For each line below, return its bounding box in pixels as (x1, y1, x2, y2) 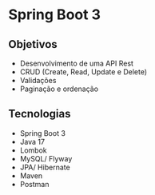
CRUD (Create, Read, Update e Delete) (19, 67, 148, 77)
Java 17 (19, 137, 46, 146)
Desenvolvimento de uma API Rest (19, 58, 134, 68)
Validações (19, 76, 57, 85)
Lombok (19, 145, 48, 155)
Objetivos (8, 38, 58, 51)
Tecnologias (8, 107, 71, 121)
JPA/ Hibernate (19, 162, 70, 172)
